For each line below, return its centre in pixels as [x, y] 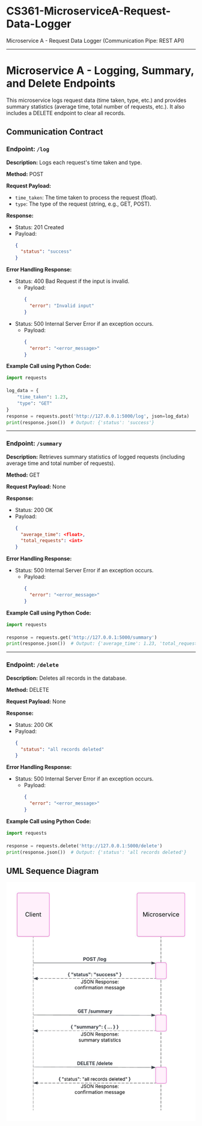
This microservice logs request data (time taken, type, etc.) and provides [96, 100]
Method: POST [25, 174]
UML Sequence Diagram [53, 871]
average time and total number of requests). [61, 463]
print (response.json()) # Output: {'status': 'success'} [80, 422]
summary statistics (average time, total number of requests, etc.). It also [96, 106]
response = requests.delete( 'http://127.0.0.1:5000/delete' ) [84, 846]
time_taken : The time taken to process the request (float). [86, 197]
